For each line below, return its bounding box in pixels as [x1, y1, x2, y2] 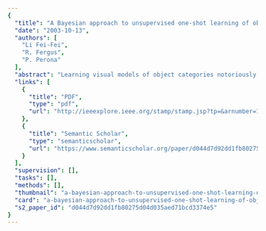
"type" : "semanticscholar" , [28, 137, 122, 145]
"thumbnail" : [14, 188, 58, 197]
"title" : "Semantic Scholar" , [28, 129, 129, 137]
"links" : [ [14, 78, 51, 86]
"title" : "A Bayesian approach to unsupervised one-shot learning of [14, 19, 249, 27]
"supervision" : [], [14, 167, 79, 175]
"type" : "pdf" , [28, 100, 79, 108]
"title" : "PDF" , [28, 93, 83, 101]
